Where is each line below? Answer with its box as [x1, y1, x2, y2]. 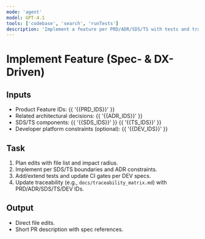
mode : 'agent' [6, 9, 43, 15]
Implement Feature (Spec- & [6, 53, 152, 66]
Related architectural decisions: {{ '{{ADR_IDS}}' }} [15, 112, 143, 120]
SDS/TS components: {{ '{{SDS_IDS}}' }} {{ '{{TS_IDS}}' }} [15, 119, 162, 126]
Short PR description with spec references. [15, 226, 124, 233]
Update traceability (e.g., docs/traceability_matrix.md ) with [15, 178, 167, 186]
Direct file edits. [15, 219, 56, 226]
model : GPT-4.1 [6, 15, 45, 21]
